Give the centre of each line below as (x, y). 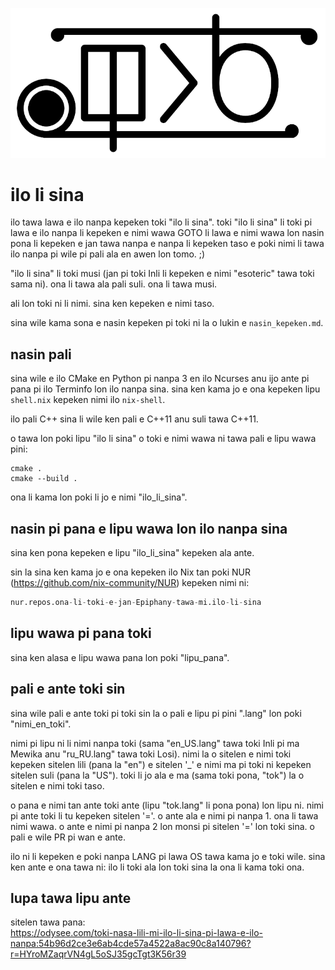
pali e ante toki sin (68, 689)
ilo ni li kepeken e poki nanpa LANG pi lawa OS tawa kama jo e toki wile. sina (168, 856)
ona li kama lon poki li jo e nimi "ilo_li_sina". (99, 497)
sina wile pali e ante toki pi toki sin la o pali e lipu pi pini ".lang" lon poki (156, 713)
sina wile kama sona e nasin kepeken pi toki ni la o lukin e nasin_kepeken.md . (167, 323)
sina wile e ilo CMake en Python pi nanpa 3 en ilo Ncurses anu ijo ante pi (160, 379)
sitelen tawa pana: (48, 922)
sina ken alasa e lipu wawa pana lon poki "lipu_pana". (120, 657)
